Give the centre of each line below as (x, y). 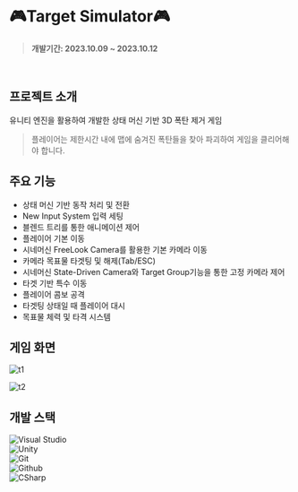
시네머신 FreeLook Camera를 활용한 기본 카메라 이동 (115, 249)
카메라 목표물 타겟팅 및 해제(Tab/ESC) (89, 261)
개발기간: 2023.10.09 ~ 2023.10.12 (94, 48)
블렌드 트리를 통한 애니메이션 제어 (81, 227)
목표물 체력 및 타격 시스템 (67, 316)
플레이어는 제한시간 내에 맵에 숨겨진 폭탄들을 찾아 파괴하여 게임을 (145, 139)
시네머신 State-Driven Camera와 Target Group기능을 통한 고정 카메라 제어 (153, 272)
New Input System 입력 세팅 (72, 216)
